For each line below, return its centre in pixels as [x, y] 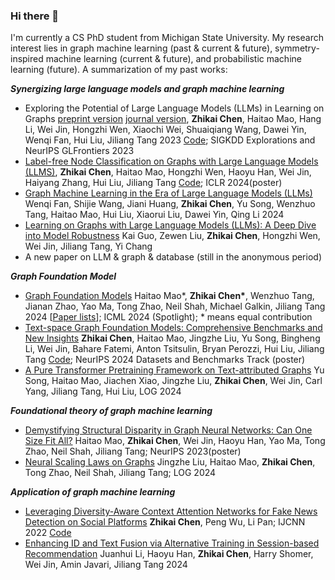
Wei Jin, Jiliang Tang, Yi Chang [88, 246]
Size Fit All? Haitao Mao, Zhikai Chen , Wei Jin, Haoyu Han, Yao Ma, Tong [175, 441]
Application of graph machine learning [93, 492]
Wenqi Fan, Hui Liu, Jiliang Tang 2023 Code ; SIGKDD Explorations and [170, 140]
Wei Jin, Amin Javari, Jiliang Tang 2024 [106, 565]
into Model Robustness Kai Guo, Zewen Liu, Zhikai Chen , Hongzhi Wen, [172, 236]
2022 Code [48, 533]
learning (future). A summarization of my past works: [119, 70]
